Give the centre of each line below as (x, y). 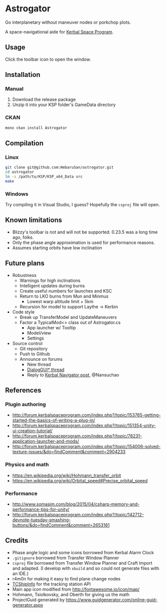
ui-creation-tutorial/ (32, 431)
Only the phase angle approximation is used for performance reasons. (83, 242)
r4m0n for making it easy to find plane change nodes (66, 578)
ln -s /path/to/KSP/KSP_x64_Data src (44, 177)
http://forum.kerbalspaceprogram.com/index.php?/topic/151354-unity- (84, 425)
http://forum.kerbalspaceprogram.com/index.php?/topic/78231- (77, 436)
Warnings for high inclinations (50, 280)
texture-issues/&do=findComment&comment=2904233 (69, 452)
